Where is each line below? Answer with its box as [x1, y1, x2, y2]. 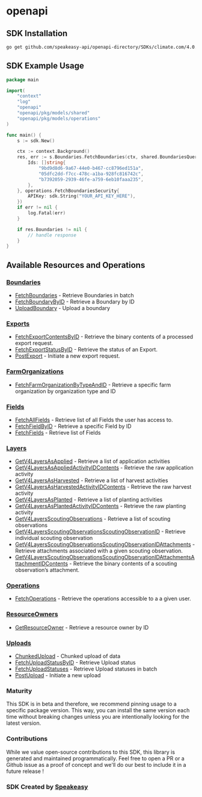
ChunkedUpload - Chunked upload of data [14, 653, 121, 660]
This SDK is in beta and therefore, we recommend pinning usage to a [6, 700, 177, 708]
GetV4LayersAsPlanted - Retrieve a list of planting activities [14, 496, 163, 503]
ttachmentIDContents [14, 560, 68, 567]
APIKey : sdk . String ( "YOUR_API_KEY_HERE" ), [28, 193, 136, 199]
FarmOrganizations [6, 367, 64, 376]
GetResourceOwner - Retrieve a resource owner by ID [14, 624, 149, 631]
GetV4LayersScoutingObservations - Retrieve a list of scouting [14, 515, 171, 523]
